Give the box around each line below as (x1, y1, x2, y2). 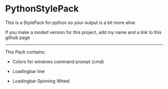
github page (5, 34, 30, 40)
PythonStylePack (5, 3, 79, 14)
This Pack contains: (5, 48, 46, 55)
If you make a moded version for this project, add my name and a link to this (5, 29, 161, 35)
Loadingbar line (12, 68, 45, 74)
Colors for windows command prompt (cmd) (12, 58, 104, 64)
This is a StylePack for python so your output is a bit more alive (5, 19, 135, 25)
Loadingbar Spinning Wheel (12, 78, 70, 84)
